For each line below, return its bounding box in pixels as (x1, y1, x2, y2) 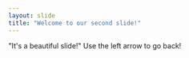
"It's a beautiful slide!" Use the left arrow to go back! (8, 41, 182, 50)
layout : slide (8, 11, 56, 20)
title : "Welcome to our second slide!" (8, 19, 142, 27)
